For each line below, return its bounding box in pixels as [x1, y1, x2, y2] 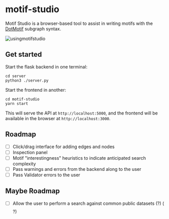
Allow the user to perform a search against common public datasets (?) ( [12, 200, 164, 206]
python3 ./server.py [5, 78, 49, 83]
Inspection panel [12, 149, 48, 155]
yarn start [5, 101, 28, 106]
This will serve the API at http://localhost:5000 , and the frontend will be [5, 110, 158, 116]
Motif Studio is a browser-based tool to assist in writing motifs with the [5, 20, 153, 26]
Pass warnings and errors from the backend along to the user [12, 166, 142, 172]
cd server [5, 74, 26, 79]
